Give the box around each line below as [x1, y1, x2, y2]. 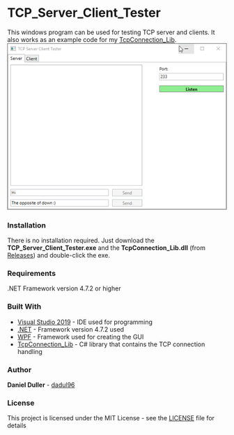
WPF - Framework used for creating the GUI [17, 332, 144, 341]
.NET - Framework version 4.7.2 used [17, 325, 124, 333]
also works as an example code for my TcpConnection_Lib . [7, 35, 177, 43]
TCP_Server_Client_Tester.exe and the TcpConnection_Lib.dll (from [7, 244, 205, 252]
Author [7, 364, 32, 374]
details [7, 421, 26, 430]
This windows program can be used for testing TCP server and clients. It [7, 28, 215, 36]
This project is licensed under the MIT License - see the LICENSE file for [7, 414, 214, 422]
